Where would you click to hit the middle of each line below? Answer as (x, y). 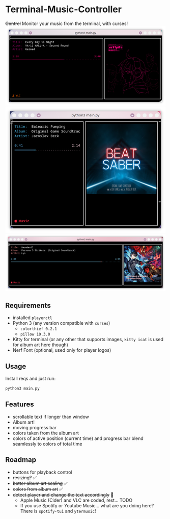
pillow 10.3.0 (35, 334)
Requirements (28, 305)
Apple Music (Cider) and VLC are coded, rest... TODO (76, 500)
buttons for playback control (42, 472)
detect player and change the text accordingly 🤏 (63, 495)
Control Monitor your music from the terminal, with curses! (67, 23)
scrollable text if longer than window (51, 417)
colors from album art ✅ (38, 489)
